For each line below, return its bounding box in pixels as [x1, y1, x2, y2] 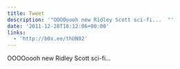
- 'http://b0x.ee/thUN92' [13, 36, 88, 42]
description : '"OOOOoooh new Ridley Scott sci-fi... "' [7, 16, 174, 23]
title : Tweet [7, 10, 45, 17]
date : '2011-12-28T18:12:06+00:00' [7, 23, 110, 29]
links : [7, 29, 26, 36]
